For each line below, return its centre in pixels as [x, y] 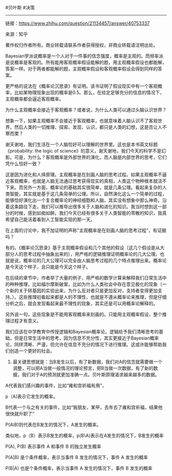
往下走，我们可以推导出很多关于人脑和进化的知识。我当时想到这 [90, 206]
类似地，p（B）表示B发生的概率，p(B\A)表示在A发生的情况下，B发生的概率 [84, 435]
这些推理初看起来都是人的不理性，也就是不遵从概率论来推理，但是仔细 [93, 297]
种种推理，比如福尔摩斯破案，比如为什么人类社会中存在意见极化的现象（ [86, 284]
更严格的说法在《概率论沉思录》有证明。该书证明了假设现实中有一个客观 [81, 86]
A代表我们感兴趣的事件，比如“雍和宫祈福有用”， [56, 385]
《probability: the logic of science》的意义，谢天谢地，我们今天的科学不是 [83, 151]
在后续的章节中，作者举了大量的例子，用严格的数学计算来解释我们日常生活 [84, 278]
